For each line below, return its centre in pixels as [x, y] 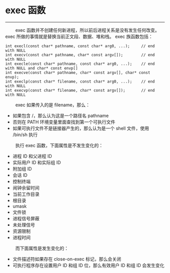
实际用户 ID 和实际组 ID [37, 162]
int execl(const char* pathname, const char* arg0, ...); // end [80, 46]
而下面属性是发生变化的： [42, 248]
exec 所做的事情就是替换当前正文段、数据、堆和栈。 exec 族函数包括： [79, 36]
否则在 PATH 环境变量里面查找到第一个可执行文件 [64, 122]
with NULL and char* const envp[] [42, 68]
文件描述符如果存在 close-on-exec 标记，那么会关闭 [67, 259]
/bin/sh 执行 [25, 134]
